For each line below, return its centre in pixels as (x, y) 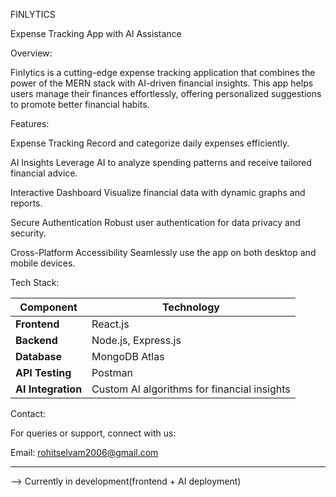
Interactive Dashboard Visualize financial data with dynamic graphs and (158, 192)
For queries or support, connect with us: (93, 433)
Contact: (28, 413)
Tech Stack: (35, 282)
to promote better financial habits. (80, 104)
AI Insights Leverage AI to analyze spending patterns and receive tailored (161, 162)
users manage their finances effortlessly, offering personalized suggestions (166, 93)
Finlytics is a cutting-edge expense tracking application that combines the (163, 72)
